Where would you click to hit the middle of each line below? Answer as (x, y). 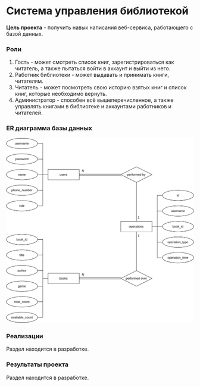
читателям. (29, 81)
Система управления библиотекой (97, 11)
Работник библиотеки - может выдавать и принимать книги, (92, 75)
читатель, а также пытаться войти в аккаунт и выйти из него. (93, 68)
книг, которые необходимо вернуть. (61, 94)
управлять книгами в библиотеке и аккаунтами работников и (93, 107)
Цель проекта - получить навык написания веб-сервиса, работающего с (100, 27)
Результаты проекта (37, 364)
